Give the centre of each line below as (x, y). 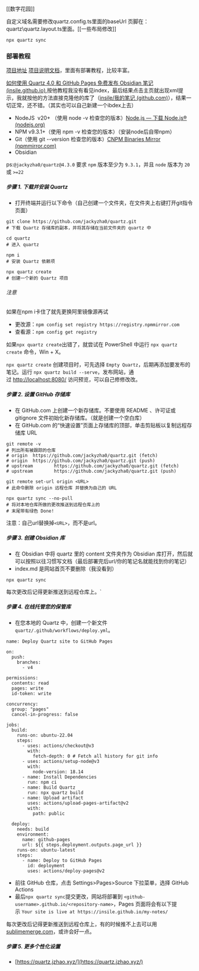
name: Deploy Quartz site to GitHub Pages (59, 642)
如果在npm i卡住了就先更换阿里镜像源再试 (57, 312)
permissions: (22, 678)
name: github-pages (46, 840)
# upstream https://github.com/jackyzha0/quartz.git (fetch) (93, 466)
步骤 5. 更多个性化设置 (33, 946)
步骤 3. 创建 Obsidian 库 (36, 538)
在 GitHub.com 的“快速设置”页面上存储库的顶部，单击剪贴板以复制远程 (101, 426)
